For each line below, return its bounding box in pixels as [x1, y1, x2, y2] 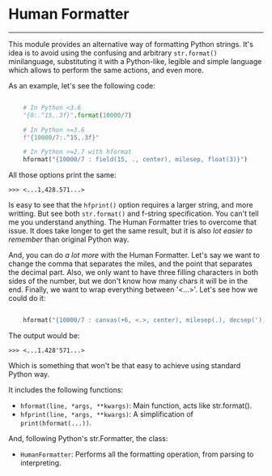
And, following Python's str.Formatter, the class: [8, 434, 168, 444]
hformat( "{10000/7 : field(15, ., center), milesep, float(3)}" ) [23, 156, 249, 164]
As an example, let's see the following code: [8, 80, 155, 90]
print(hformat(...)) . [19, 418, 91, 428]
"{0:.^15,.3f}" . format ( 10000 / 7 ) [23, 111, 132, 119]
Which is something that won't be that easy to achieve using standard [8, 361, 241, 371]
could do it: [8, 294, 46, 303]
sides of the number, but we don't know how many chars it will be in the [8, 277, 249, 286]
